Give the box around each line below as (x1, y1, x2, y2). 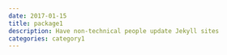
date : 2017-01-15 (8, 11, 67, 20)
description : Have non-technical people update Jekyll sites (8, 27, 220, 35)
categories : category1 (8, 34, 85, 43)
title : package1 (8, 19, 63, 27)
